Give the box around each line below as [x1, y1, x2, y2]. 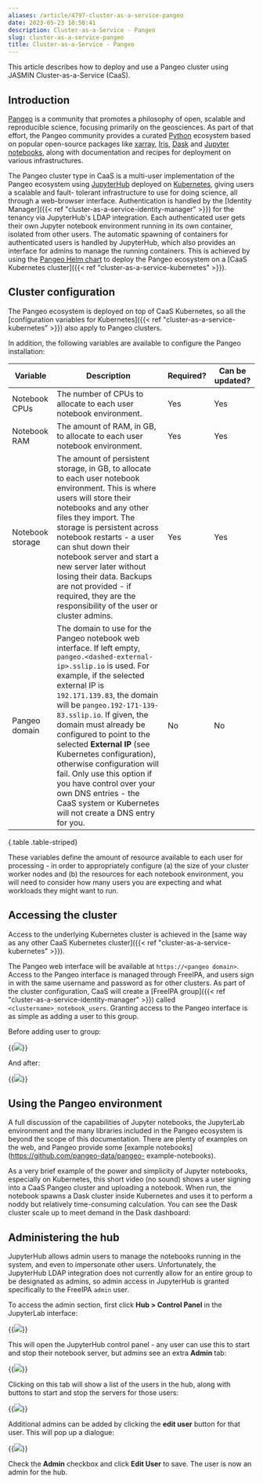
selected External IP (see [56, 739, 150, 750]
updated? [214, 374, 251, 385]
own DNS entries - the [56, 787, 140, 798]
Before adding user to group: [8, 1026, 102, 1036]
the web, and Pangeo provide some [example [8, 1143, 155, 1152]
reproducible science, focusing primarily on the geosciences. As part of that [8, 122, 254, 132]
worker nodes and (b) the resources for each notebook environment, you [8, 869, 244, 878]
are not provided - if [56, 580, 131, 591]
